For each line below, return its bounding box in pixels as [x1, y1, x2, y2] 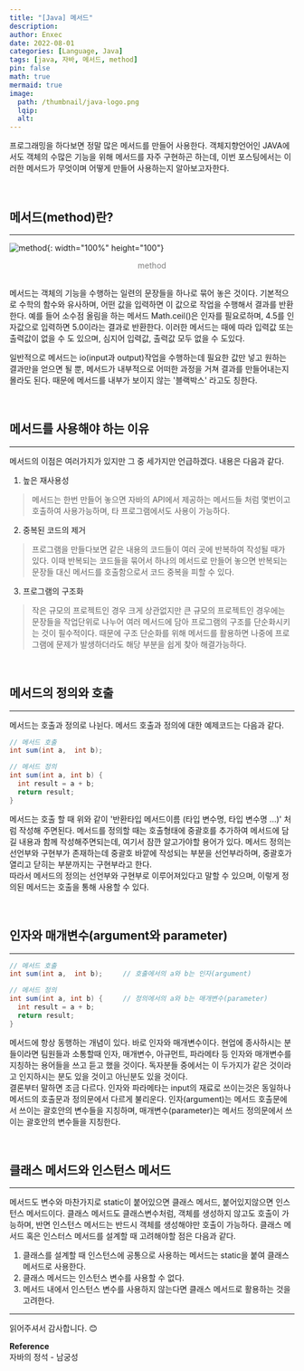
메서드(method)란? [9, 209, 114, 224]
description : [9, 22, 59, 31]
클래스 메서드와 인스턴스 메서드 [9, 1163, 172, 1178]
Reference [9, 1341, 50, 1352]
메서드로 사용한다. [22, 1262, 86, 1272]
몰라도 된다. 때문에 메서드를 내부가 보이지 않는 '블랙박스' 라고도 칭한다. [9, 375, 258, 386]
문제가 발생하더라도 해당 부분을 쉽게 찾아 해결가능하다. [55, 639, 247, 650]
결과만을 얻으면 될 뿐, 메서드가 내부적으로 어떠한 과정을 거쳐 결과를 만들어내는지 [9, 363, 290, 374]
